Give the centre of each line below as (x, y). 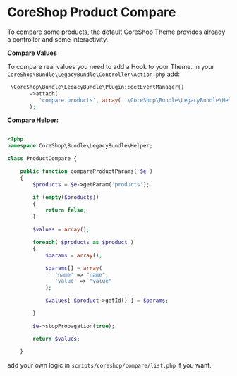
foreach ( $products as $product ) (83, 243)
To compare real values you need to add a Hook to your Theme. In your (111, 66)
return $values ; (56, 339)
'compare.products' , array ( (80, 100)
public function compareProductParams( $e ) (86, 171)
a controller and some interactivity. (58, 39)
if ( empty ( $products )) (66, 197)
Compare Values (32, 53)
